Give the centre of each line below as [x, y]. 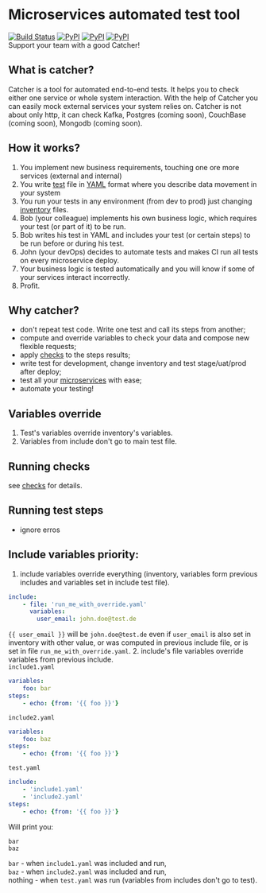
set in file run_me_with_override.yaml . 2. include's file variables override [126, 651]
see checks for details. [45, 485]
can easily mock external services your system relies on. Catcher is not [125, 106]
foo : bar [37, 689]
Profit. [30, 285]
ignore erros [40, 530]
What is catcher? [51, 70]
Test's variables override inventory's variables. [96, 433]
